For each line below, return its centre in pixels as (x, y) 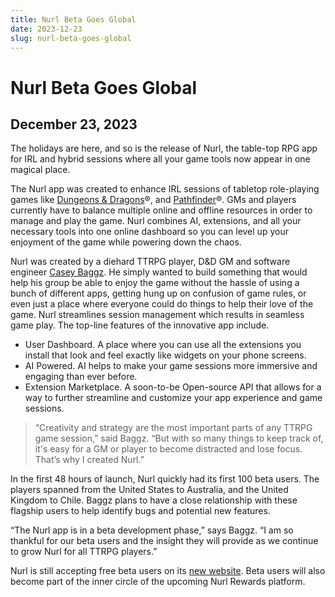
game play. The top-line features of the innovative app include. (140, 325)
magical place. (40, 170)
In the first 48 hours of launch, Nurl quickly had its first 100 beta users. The (165, 479)
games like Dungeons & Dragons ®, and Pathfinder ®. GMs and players (153, 200)
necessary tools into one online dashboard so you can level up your (149, 232)
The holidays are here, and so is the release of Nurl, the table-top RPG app (164, 148)
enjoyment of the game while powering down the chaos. (126, 242)
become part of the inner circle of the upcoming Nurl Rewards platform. (158, 582)
